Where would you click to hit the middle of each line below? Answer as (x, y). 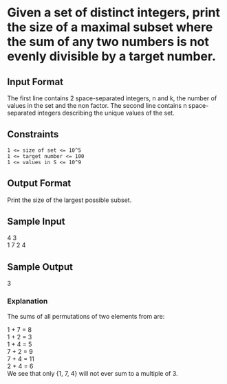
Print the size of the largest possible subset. (69, 200)
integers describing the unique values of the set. (106, 113)
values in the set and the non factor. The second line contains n (97, 105)
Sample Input (36, 222)
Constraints (33, 134)
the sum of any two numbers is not (108, 42)
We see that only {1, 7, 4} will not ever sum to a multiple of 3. (93, 373)
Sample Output (40, 267)
